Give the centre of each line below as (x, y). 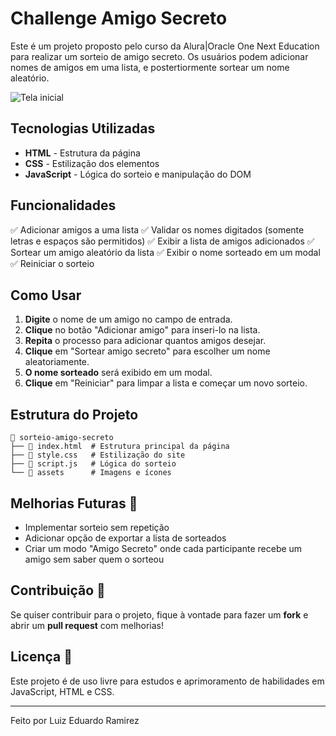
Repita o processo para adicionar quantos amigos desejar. (145, 341)
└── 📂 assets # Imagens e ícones (91, 473)
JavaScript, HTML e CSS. (62, 691)
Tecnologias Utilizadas (83, 128)
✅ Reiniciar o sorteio (52, 263)
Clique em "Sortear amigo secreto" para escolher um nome (147, 351)
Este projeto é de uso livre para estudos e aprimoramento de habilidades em (167, 681)
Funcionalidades (63, 205)
